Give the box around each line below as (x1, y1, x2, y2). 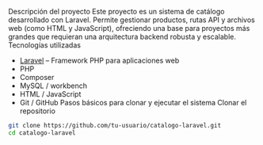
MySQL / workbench (19, 81, 87, 90)
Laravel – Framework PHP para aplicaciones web (19, 55, 180, 65)
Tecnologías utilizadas (8, 40, 82, 50)
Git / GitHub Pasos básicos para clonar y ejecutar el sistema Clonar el (19, 98, 247, 107)
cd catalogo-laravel (8, 128, 77, 137)
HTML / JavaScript (19, 90, 82, 98)
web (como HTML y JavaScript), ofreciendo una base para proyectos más (8, 24, 250, 32)
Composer (19, 73, 55, 82)
